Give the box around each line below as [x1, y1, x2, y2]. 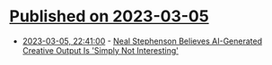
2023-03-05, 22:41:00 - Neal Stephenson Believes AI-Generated [22, 36, 263, 46]
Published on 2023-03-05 [9, 6, 209, 27]
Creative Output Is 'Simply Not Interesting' [22, 45, 180, 55]
